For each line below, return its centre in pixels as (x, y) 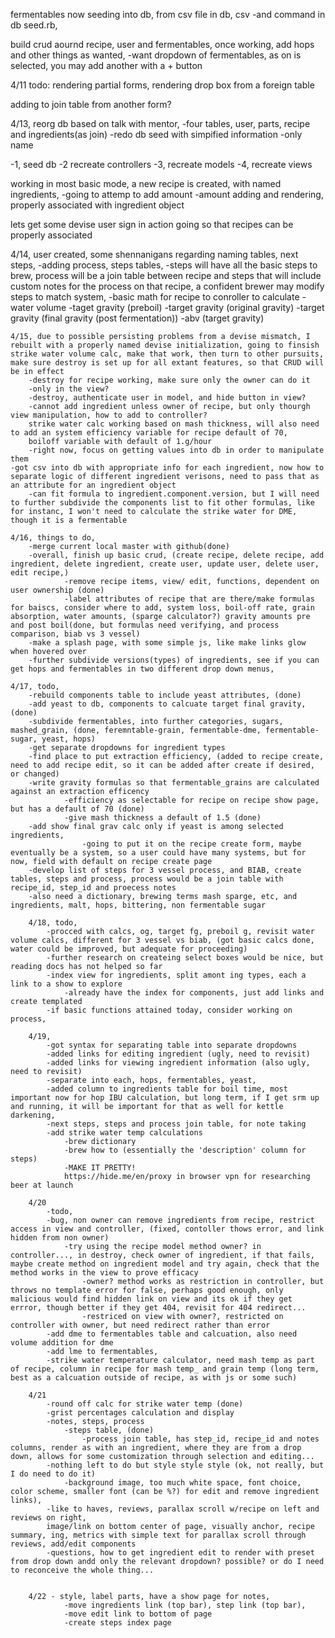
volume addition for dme (62, 1343)
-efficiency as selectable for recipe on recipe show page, (191, 800)
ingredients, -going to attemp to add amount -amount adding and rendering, (167, 194)
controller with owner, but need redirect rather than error (140, 1325)
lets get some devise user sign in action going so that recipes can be (152, 224)
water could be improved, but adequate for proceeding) (129, 949)
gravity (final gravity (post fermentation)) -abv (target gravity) (137, 318)
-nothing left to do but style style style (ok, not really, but (185, 1465)
